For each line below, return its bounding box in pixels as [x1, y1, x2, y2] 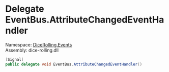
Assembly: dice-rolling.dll [5, 47, 59, 53]
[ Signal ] [5, 57, 24, 62]
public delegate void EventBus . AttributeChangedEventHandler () [5, 62, 143, 67]
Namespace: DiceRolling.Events [5, 41, 72, 47]
